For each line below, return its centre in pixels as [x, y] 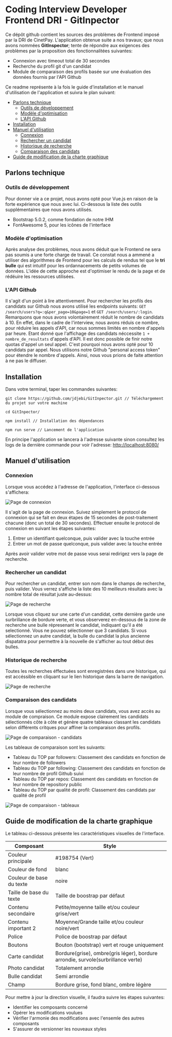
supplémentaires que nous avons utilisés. [49, 209]
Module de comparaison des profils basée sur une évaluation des [82, 71]
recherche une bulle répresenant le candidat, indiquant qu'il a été [74, 625]
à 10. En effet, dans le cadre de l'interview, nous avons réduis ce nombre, [82, 323]
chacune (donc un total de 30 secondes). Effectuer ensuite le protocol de [83, 523]
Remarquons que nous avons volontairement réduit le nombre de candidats [85, 317]
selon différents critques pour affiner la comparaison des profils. [73, 727]
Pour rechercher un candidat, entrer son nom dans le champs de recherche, [85, 584]
